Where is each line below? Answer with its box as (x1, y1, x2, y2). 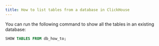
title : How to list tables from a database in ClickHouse (5, 7, 130, 12)
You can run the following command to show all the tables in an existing (5, 21, 154, 27)
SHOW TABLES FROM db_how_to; (5, 36, 67, 41)
